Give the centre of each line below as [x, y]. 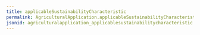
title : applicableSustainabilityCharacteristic [66, 12]
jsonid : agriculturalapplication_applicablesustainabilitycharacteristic [100, 23]
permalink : [20, 17]
